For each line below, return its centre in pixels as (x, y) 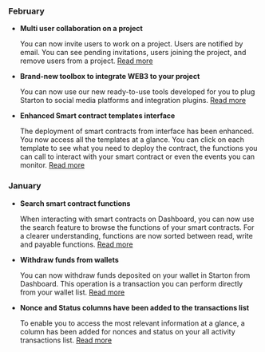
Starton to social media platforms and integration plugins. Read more (132, 101)
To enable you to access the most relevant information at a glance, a (132, 323)
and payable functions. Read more (76, 244)
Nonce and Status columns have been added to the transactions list (134, 307)
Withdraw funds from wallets (69, 259)
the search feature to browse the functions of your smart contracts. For (137, 227)
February (27, 11)
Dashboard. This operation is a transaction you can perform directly (131, 283)
